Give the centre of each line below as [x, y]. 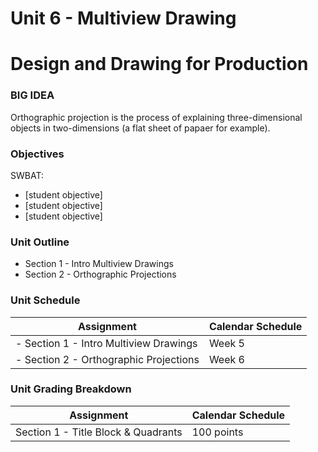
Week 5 [226, 343]
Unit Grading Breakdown [71, 389]
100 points [217, 432]
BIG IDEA [32, 95]
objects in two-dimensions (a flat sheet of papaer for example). [140, 128]
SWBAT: [27, 175]
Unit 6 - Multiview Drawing [123, 18]
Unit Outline [40, 242]
